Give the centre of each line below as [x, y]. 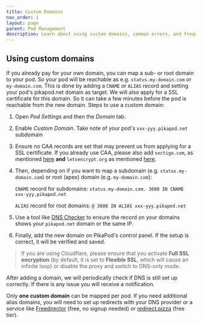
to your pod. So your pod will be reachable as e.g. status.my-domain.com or [99, 79]
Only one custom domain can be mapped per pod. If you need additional [97, 296]
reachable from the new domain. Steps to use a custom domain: [85, 105]
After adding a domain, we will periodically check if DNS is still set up [92, 278]
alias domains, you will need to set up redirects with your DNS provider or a [99, 302]
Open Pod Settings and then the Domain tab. [70, 116]
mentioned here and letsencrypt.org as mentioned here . [86, 159]
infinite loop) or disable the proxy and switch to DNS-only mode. [100, 266]
